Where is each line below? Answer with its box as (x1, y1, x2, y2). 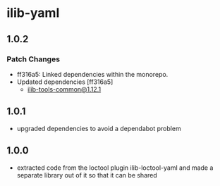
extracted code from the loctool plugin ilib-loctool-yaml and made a (16, 163, 214, 172)
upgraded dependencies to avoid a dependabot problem (16, 124, 181, 132)
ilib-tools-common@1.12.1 (27, 85, 102, 93)
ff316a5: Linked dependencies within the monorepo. (16, 70, 169, 78)
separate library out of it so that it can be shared (16, 170, 158, 179)
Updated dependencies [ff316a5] (16, 77, 114, 86)
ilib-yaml (6, 5, 60, 21)
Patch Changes (6, 54, 61, 64)
